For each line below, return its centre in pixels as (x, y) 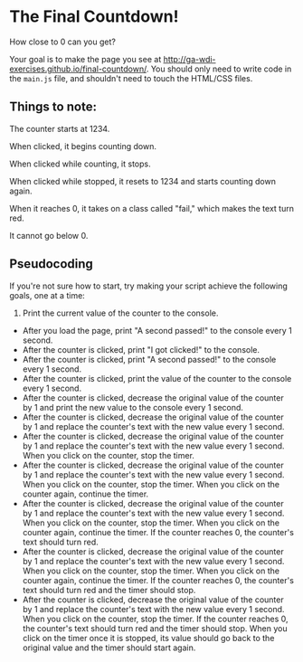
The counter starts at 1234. (60, 128)
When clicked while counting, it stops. (80, 164)
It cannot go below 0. (49, 235)
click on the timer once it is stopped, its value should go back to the (148, 638)
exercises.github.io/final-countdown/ (78, 69)
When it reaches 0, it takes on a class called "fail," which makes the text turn (151, 208)
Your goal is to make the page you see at (85, 59)
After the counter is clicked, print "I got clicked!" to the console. (141, 349)
